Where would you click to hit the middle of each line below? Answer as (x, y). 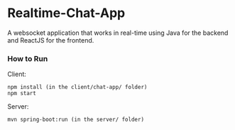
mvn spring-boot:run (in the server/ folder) (76, 120)
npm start (22, 94)
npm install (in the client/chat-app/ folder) (77, 87)
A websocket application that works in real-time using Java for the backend (118, 33)
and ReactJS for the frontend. (51, 40)
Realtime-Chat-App (66, 13)
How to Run (28, 58)
